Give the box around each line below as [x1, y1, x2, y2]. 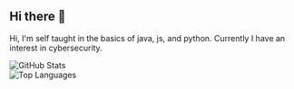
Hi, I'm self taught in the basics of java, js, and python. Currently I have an [9, 32, 286, 43]
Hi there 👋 [9, 9, 66, 24]
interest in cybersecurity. [9, 42, 103, 53]
